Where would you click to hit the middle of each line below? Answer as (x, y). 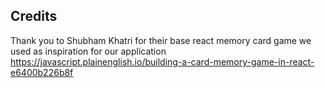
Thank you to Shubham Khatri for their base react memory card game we (161, 40)
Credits (34, 16)
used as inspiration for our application (88, 51)
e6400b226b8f (42, 72)
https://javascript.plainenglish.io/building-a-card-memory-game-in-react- (162, 61)
